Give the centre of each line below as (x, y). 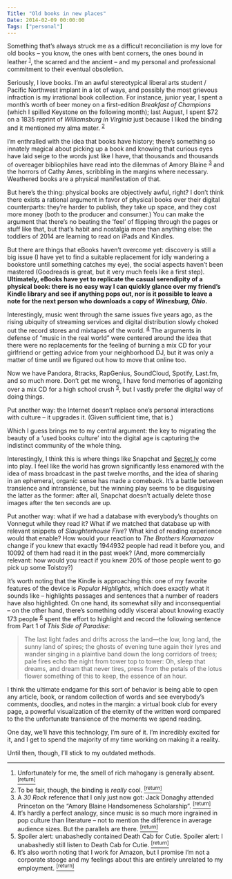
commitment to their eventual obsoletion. (66, 69)
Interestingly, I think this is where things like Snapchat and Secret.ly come (112, 459)
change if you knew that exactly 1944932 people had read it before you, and (116, 545)
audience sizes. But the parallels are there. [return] (88, 828)
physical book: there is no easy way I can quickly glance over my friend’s (114, 287)
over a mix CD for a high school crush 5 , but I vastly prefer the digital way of (115, 389)
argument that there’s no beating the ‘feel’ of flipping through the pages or (113, 222)
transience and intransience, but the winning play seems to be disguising (111, 488)
